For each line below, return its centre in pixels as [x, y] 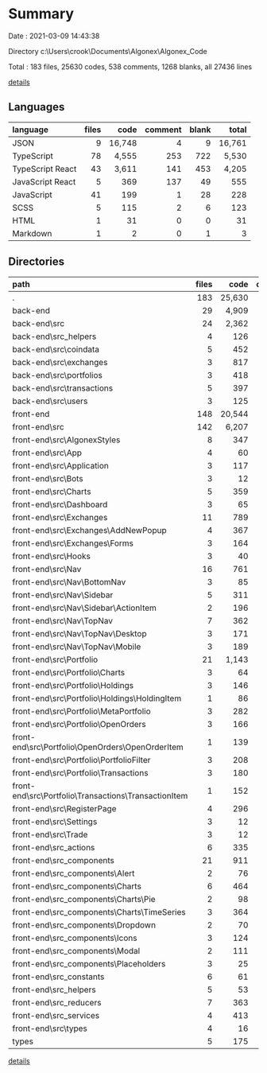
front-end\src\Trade [50, 834]
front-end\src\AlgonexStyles [66, 440]
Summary [41, 14]
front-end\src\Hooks [52, 556]
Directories [37, 262]
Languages [37, 107]
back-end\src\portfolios [58, 375]
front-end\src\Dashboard [60, 504]
